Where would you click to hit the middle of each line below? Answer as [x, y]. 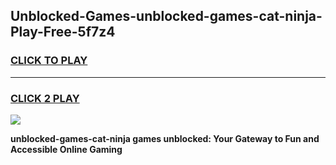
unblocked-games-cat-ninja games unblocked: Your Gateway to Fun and [165, 138]
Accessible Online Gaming [66, 149]
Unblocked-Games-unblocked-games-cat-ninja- [166, 16]
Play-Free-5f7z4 [63, 32]
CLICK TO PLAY [49, 61]
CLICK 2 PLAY [45, 98]
